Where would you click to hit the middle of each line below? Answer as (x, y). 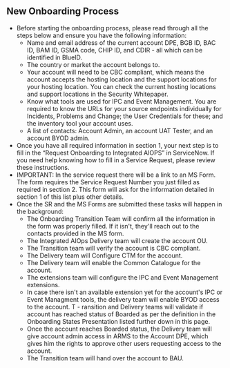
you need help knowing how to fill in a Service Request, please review (116, 160)
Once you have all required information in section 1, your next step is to (117, 145)
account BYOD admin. (58, 138)
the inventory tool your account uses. (80, 123)
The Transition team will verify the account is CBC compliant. (114, 248)
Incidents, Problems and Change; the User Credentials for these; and (125, 116)
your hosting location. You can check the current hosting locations (121, 86)
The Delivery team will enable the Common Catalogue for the (114, 262)
